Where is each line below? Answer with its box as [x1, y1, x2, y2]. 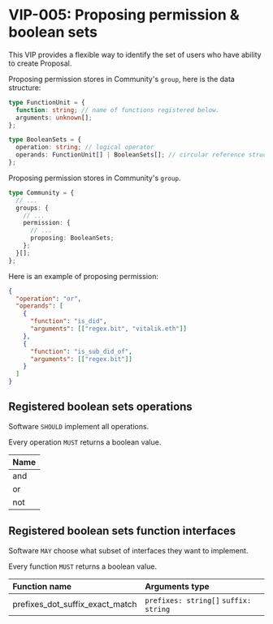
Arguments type [145, 580, 210, 592]
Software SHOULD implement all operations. [8, 421, 149, 431]
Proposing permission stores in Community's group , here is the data [8, 74, 236, 84]
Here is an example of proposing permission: [8, 271, 158, 281]
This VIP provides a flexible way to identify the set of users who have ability [8, 49, 262, 59]
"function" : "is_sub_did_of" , [29, 347, 132, 355]
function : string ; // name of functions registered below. [15, 105, 220, 114]
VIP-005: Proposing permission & [8, 6, 240, 24]
